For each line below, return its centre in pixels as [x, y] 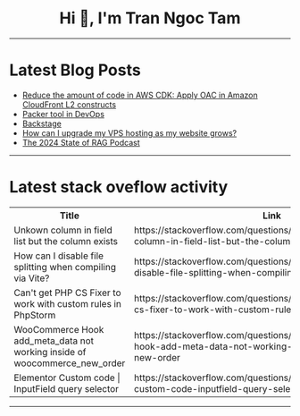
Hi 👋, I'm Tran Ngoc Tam [150, 18]
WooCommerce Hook [59, 329]
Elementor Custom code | [67, 378]
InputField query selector [66, 388]
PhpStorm [35, 315]
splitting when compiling [65, 267]
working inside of [50, 352]
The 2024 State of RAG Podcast [81, 142]
